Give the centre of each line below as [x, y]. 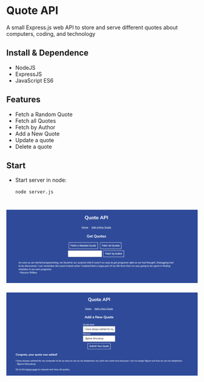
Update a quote [35, 140]
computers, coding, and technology [51, 33]
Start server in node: [41, 180]
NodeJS [25, 67]
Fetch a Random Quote [44, 114]
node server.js [34, 192]
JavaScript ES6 [34, 80]
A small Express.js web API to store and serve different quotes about [92, 27]
